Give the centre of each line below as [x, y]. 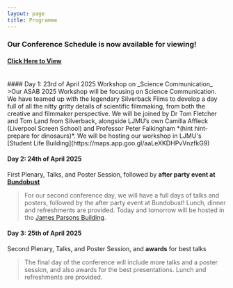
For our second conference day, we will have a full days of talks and [122, 195]
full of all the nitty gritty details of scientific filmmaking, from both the [106, 106]
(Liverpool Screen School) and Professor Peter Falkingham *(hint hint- [108, 128]
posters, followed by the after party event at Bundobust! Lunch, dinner [125, 202]
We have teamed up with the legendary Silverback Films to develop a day [112, 99]
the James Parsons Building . [65, 217]
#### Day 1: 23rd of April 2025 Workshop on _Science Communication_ [110, 83]
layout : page [26, 14]
